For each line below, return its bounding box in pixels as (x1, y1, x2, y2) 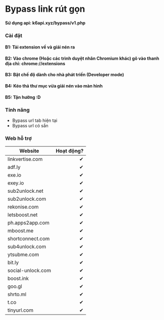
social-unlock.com (7, 267, 51, 274)
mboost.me (7, 228, 34, 234)
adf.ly (7, 164, 21, 171)
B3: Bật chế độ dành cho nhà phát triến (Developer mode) (5, 72, 124, 78)
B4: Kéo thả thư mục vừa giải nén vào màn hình (5, 83, 103, 89)
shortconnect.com (7, 235, 50, 242)
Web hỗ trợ (5, 135, 32, 141)
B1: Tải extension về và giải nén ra (5, 44, 75, 50)
